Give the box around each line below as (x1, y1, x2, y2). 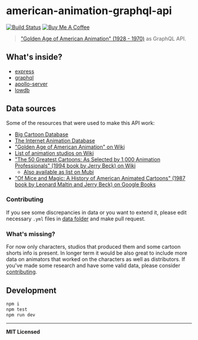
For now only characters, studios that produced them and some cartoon (6, 243, 181, 250)
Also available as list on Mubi (23, 168, 94, 175)
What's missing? (6, 230, 55, 238)
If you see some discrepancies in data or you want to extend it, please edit (6, 209, 187, 216)
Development (6, 285, 57, 295)
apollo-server (14, 80, 48, 87)
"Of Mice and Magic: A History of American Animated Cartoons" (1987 (14, 174, 186, 181)
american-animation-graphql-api (6, 4, 172, 18)
